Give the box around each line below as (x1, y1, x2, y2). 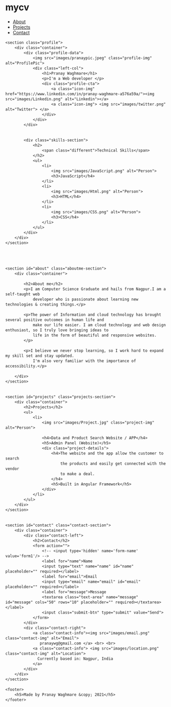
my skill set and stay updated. (5, 353, 74, 358)
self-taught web (5, 292, 40, 297)
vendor (5, 466, 19, 471)
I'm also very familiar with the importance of (32, 358, 137, 364)
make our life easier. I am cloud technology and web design (32, 322, 166, 328)
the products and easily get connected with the (60, 461, 166, 466)
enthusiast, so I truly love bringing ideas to (5, 328, 109, 333)
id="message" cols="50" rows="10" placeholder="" (5, 600, 114, 605)
